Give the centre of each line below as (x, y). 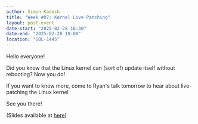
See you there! (24, 104)
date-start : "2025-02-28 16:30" (46, 28)
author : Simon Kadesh (33, 12)
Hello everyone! (26, 56)
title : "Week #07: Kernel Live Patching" (58, 17)
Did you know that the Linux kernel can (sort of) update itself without (91, 68)
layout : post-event (30, 23)
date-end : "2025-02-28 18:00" (44, 34)
